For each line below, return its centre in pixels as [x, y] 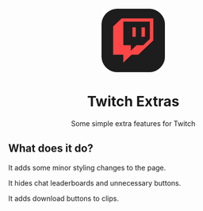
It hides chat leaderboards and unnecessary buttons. [95, 182]
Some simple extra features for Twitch [133, 123]
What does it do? [51, 149]
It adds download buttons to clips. [63, 198]
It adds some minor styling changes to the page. [87, 167]
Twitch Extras [133, 102]
